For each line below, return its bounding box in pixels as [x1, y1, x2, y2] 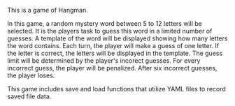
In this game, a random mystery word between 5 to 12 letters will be [7, 20, 203, 27]
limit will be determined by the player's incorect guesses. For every [7, 56, 201, 65]
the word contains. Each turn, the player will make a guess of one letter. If [7, 42, 219, 50]
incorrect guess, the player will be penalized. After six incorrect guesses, [7, 64, 218, 72]
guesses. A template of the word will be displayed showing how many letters [7, 34, 228, 43]
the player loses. [7, 71, 55, 79]
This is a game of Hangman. [7, 6, 89, 14]
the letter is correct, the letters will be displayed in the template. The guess [7, 49, 223, 57]
